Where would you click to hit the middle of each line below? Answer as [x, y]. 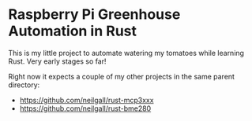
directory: [24, 85]
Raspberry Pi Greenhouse [94, 15]
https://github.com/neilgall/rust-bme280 [85, 108]
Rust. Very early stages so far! [57, 61]
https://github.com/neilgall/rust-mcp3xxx [87, 100]
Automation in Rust [72, 31]
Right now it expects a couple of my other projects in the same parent [122, 76]
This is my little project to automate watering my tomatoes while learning [126, 53]
